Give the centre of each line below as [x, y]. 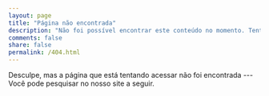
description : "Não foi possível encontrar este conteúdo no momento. [127, 30]
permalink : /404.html [44, 52]
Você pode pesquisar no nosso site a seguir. [81, 83]
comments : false [35, 38]
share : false [30, 45]
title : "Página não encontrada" [62, 23]
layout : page [30, 15]
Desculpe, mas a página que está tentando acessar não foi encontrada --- [131, 75]
